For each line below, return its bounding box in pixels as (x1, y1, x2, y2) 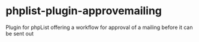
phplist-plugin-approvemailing (5, 4, 162, 18)
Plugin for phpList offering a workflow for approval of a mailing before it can (5, 24, 193, 31)
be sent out (5, 30, 34, 37)
